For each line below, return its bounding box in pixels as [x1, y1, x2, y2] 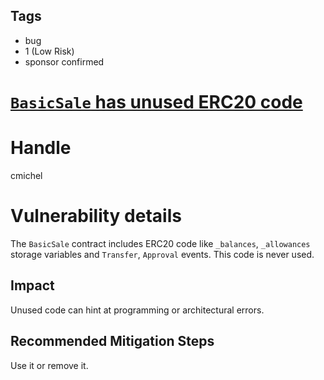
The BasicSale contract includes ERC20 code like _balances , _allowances [10, 237, 311, 249]
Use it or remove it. [10, 359, 89, 371]
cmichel [10, 169, 43, 181]
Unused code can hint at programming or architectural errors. [10, 304, 265, 316]
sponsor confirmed [24, 55, 105, 68]
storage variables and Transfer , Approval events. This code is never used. [10, 248, 315, 260]
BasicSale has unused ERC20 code [10, 91, 303, 113]
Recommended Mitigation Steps [10, 333, 215, 350]
